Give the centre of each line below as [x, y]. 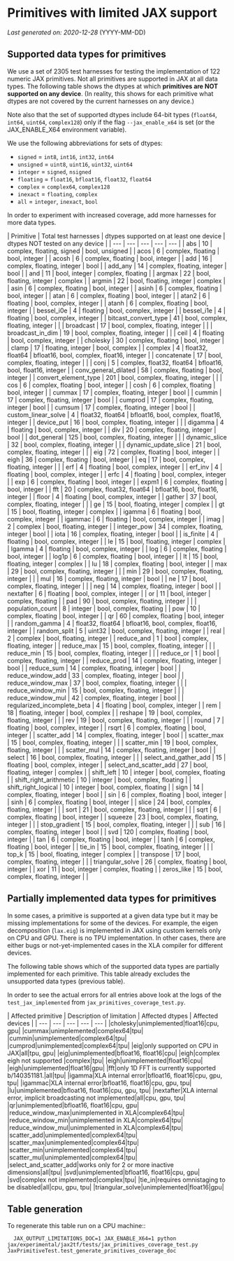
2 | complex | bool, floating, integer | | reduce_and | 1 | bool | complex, [108, 638]
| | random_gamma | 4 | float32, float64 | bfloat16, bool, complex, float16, [112, 623]
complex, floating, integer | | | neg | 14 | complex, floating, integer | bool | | [114, 586]
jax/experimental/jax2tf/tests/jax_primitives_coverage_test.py [103, 1245]
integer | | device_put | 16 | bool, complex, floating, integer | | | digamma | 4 [116, 422]
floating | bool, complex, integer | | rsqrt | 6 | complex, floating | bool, [107, 728]
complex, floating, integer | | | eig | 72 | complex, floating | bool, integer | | [114, 452]
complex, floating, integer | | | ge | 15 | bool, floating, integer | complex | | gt [116, 504]
